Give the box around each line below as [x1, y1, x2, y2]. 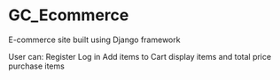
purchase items [8, 61, 66, 71]
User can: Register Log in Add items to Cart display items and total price [8, 51, 272, 62]
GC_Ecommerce [8, 5, 129, 25]
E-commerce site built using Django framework [8, 34, 181, 45]
